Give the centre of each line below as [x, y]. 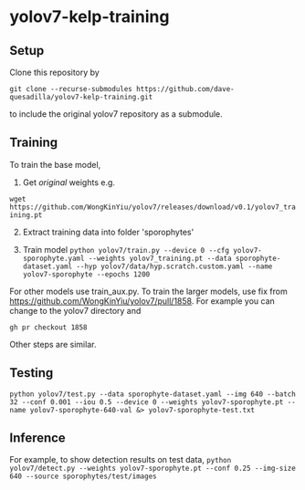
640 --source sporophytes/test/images [83, 476]
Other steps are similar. [53, 344]
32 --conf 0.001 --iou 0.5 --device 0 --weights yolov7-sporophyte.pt [147, 402]
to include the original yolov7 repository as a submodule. [116, 114]
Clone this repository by [55, 72]
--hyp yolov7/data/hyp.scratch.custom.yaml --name [174, 266]
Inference [37, 438]
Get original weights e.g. [69, 182]
